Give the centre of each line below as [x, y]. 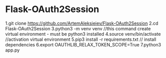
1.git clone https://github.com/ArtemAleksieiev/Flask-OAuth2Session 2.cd [82, 23]
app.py [13, 50]
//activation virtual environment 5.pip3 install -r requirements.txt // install [81, 39]
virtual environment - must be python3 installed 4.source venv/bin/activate [83, 34]
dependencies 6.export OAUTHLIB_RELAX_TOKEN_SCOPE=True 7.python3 [83, 44]
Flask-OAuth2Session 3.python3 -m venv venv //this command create [78, 28]
